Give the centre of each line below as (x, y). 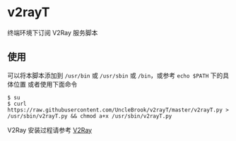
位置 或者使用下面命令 (45, 84)
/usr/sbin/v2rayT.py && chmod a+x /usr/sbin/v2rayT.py (90, 116)
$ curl (17, 104)
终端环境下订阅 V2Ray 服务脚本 (53, 32)
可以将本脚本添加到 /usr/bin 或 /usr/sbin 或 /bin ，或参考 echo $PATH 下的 (115, 75)
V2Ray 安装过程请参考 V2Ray (50, 130)
